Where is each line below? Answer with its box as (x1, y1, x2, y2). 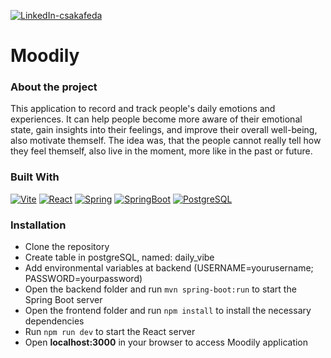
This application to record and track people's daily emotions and (10, 103, 276, 115)
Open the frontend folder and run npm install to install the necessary (24, 305, 312, 317)
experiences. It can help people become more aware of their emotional (10, 113, 303, 125)
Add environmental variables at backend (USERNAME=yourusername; (24, 262, 314, 274)
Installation (10, 218, 67, 232)
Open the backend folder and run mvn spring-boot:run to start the (24, 283, 297, 295)
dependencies (24, 315, 85, 327)
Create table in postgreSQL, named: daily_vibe (24, 251, 215, 264)
